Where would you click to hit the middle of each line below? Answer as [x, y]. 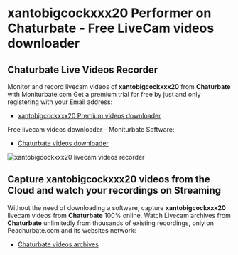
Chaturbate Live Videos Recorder [83, 69]
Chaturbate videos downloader [63, 143]
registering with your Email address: [60, 102]
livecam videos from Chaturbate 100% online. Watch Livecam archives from [119, 215]
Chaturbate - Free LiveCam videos [111, 28]
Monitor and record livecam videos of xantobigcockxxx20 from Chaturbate [119, 87]
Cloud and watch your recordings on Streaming [114, 191]
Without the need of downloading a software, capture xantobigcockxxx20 [117, 207]
